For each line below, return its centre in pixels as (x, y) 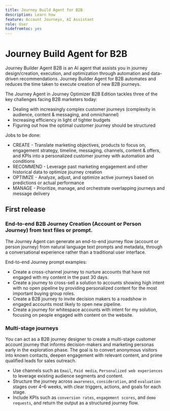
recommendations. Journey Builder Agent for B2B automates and (88, 79)
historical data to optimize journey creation (57, 172)
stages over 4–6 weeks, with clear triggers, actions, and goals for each (87, 387)
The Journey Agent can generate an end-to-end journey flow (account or (82, 241)
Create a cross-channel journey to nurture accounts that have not (81, 271)
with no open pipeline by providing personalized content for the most (85, 288)
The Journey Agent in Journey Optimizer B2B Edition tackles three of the (81, 94)
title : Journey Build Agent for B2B (44, 10)
